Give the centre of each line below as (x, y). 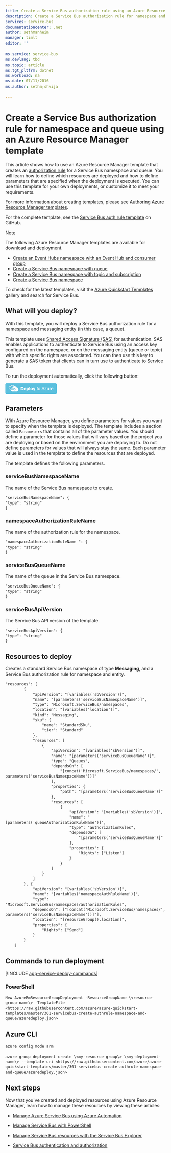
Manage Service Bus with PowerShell (52, 1126)
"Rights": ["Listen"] (101, 853)
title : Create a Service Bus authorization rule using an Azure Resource (86, 11)
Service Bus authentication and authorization (60, 1145)
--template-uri (37, 1062)
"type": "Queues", (70, 761)
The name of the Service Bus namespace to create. (59, 488)
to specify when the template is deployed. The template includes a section (83, 426)
